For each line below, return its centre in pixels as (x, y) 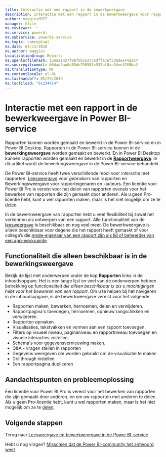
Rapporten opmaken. (34, 322)
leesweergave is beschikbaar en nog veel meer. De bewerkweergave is (77, 225)
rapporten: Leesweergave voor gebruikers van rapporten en (66, 178)
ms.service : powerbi (26, 33)
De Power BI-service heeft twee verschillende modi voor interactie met (77, 173)
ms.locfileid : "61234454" (32, 83)
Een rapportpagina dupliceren (42, 364)
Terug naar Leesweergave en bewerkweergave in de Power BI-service (77, 435)
